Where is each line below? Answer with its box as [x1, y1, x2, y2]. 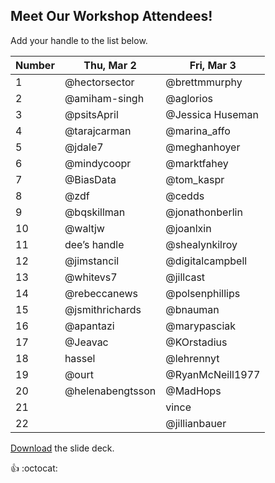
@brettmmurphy [165, 75, 243, 89]
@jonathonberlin [165, 205, 243, 219]
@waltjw [64, 221, 105, 235]
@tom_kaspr [165, 172, 225, 186]
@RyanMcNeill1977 [165, 367, 261, 381]
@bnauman [165, 302, 220, 316]
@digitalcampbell [165, 254, 248, 268]
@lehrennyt [165, 351, 220, 365]
